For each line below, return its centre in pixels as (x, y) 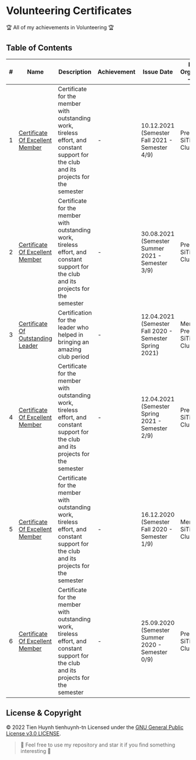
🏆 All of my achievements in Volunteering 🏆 (60, 27)
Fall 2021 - (157, 140)
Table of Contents (39, 48)
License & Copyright (44, 713)
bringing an (73, 342)
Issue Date (158, 71)
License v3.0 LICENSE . (34, 733)
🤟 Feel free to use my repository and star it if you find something (98, 745)
